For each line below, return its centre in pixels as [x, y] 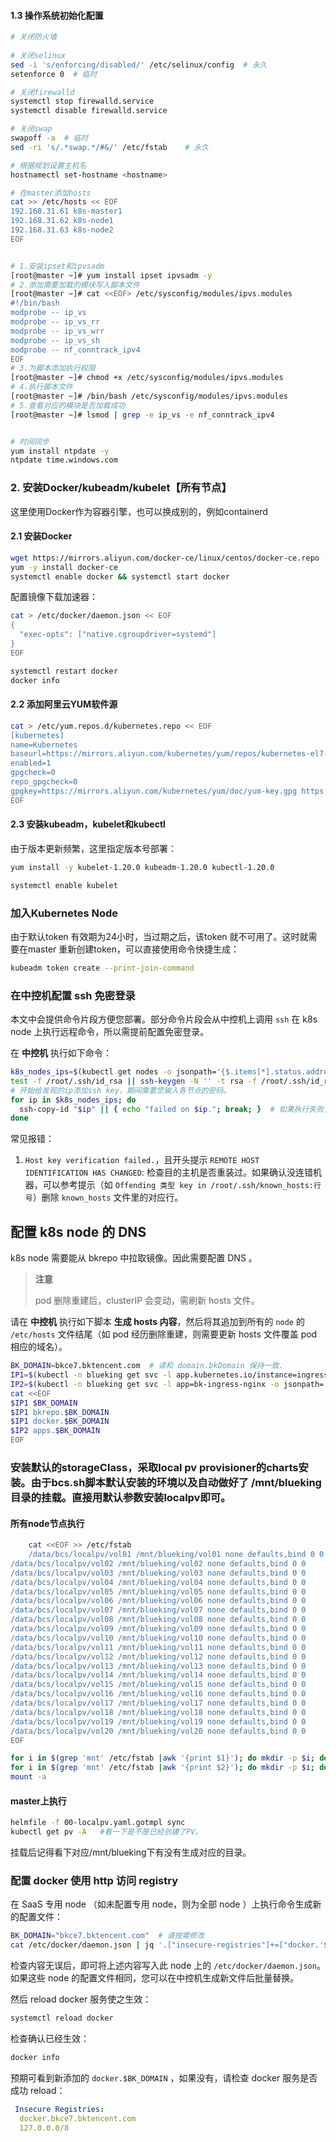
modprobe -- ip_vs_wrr [57, 331]
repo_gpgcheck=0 [44, 782]
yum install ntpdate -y [60, 451]
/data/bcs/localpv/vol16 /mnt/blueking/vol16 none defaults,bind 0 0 [158, 1694]
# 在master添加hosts [51, 193]
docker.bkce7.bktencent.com [78, 2118]
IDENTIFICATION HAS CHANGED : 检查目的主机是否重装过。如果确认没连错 [168, 1172]
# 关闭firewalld [42, 92]
